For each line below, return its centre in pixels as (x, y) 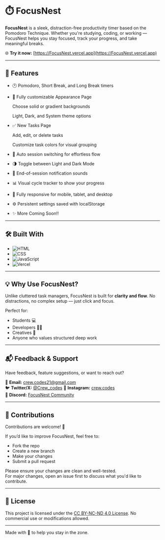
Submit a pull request (34, 461)
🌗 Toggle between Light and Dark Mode (53, 163)
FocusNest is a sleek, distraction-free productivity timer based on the (76, 28)
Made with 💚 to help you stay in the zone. (47, 532)
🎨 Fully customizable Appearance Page (52, 97)
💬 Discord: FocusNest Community (40, 395)
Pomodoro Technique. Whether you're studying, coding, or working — (76, 33)
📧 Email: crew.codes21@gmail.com (41, 383)
